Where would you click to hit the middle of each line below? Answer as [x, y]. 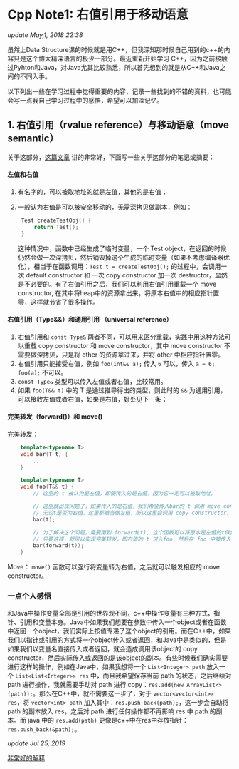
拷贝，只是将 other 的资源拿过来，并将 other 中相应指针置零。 [133, 355]
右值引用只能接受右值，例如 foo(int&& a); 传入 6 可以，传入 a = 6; [116, 363]
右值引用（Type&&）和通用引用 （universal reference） [90, 320]
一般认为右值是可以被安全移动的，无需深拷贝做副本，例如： [105, 207]
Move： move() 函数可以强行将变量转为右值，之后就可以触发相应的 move [114, 567]
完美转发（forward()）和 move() [55, 417]
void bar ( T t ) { [44, 454]
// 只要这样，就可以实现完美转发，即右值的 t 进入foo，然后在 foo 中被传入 [132, 539]
